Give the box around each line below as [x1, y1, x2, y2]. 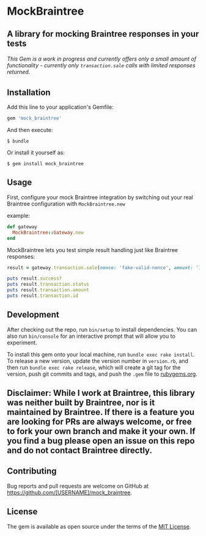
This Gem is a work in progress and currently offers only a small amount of [7, 55, 197, 62]
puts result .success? [7, 275, 62, 282]
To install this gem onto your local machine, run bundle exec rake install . [7, 351, 195, 358]
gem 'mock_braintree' [7, 115, 62, 122]
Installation [7, 87, 51, 97]
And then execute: [7, 127, 53, 134]
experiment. [7, 338, 37, 346]
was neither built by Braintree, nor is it [7, 398, 155, 408]
